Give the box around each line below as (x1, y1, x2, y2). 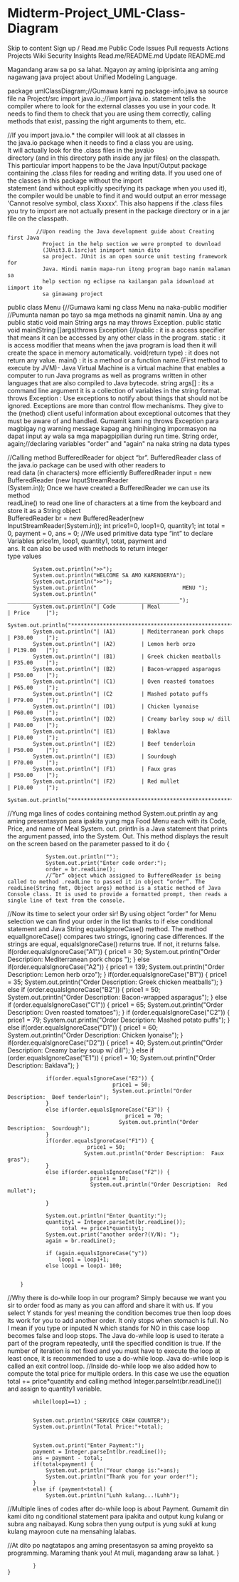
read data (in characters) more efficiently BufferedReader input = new (7, 468, 212, 477)
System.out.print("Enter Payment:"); (33, 1441, 144, 1449)
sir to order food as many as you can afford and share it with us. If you (7, 1301, 213, 1309)
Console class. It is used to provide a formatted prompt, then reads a (7, 891, 228, 898)
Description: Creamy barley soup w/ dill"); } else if (7, 1045, 154, 1054)
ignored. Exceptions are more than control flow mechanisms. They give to (7, 401, 224, 410)
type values (7, 552, 42, 560)
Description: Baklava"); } (7, 1061, 80, 1070)
